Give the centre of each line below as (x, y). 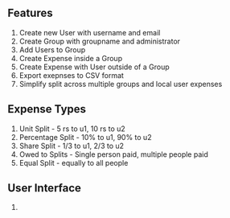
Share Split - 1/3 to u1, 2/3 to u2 (72, 146)
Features (30, 13)
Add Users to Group (52, 49)
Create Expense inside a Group (70, 58)
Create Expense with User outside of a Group (94, 67)
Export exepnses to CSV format (71, 75)
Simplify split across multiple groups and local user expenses (121, 84)
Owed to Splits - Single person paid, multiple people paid (113, 154)
